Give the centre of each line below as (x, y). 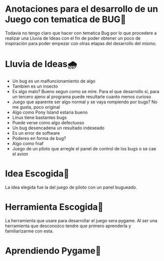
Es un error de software (36, 133)
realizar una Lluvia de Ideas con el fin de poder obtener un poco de (73, 38)
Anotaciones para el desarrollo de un (82, 9)
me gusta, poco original (36, 107)
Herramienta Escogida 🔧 (54, 207)
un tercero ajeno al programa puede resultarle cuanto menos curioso (82, 96)
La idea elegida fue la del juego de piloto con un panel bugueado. (71, 187)
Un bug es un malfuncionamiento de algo (54, 81)
